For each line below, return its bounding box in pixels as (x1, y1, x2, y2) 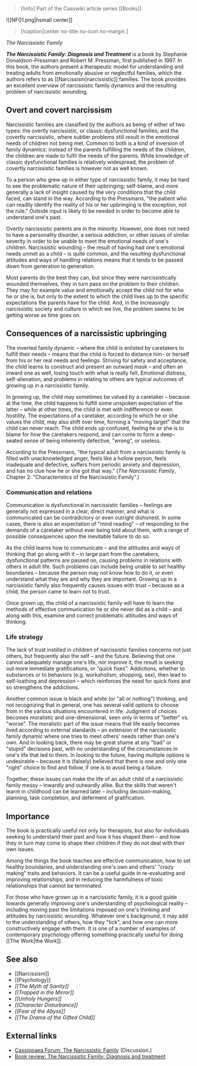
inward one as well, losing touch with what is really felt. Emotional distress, (6, 369, 186, 376)
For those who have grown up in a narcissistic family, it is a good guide (6, 893, 177, 901)
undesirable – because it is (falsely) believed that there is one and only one (6, 758, 187, 765)
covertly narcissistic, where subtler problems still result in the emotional (6, 133, 179, 140)
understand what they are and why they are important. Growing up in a (6, 575, 177, 582)
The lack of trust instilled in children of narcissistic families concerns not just (6, 646, 191, 653)
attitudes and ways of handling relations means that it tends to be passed (6, 256, 184, 263)
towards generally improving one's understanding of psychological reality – (6, 900, 188, 907)
